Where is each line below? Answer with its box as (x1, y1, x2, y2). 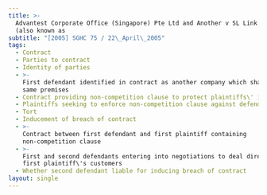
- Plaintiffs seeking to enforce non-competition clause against (15, 100, 237, 108)
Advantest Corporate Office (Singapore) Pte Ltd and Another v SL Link (15, 19, 258, 27)
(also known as (15, 26, 66, 34)
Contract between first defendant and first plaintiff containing (22, 130, 247, 138)
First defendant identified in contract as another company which (22, 78, 247, 86)
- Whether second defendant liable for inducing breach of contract (15, 167, 247, 175)
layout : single (8, 174, 59, 183)
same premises (22, 85, 69, 94)
